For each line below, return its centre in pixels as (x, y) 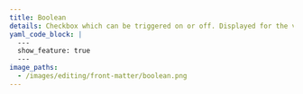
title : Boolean (38, 17)
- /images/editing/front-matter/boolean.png (102, 76)
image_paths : (34, 68)
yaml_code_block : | (46, 34)
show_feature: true (54, 51)
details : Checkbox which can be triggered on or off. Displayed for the (149, 26)
